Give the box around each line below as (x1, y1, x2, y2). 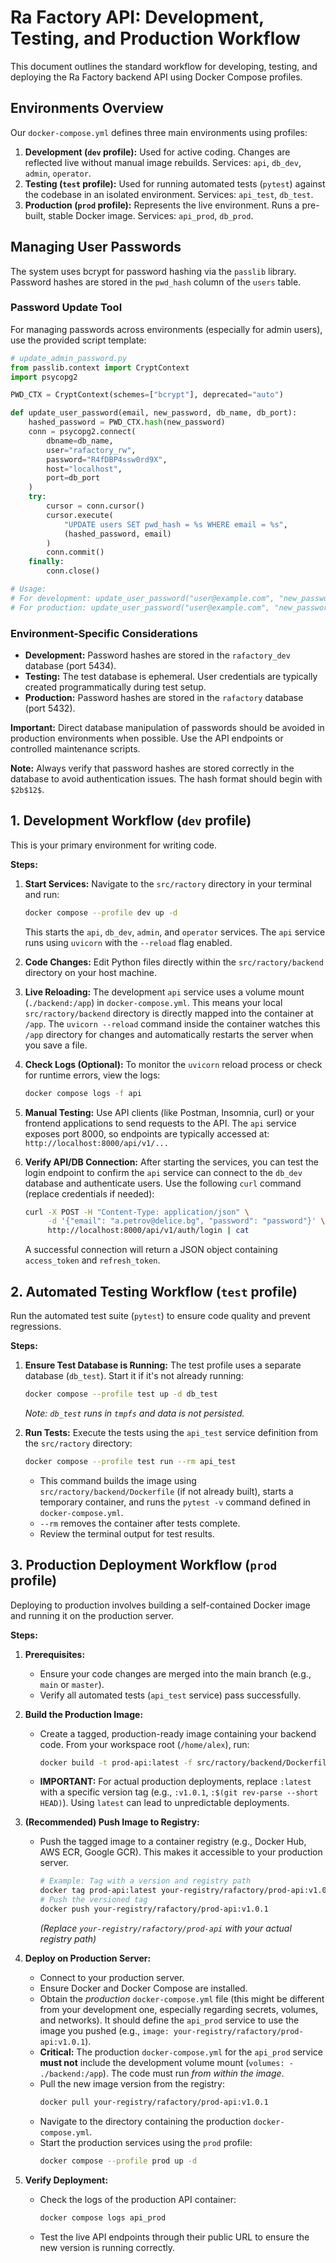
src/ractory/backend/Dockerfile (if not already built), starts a (39, 1485, 294, 1497)
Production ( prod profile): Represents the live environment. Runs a (24, 199, 300, 211)
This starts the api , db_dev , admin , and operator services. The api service (24, 926, 326, 938)
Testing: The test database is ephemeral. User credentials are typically (24, 671, 318, 683)
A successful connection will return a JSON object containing (24, 1244, 278, 1256)
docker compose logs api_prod (39, 2212, 167, 2223)
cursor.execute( (46, 510, 114, 520)
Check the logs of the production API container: (39, 2193, 237, 2205)
